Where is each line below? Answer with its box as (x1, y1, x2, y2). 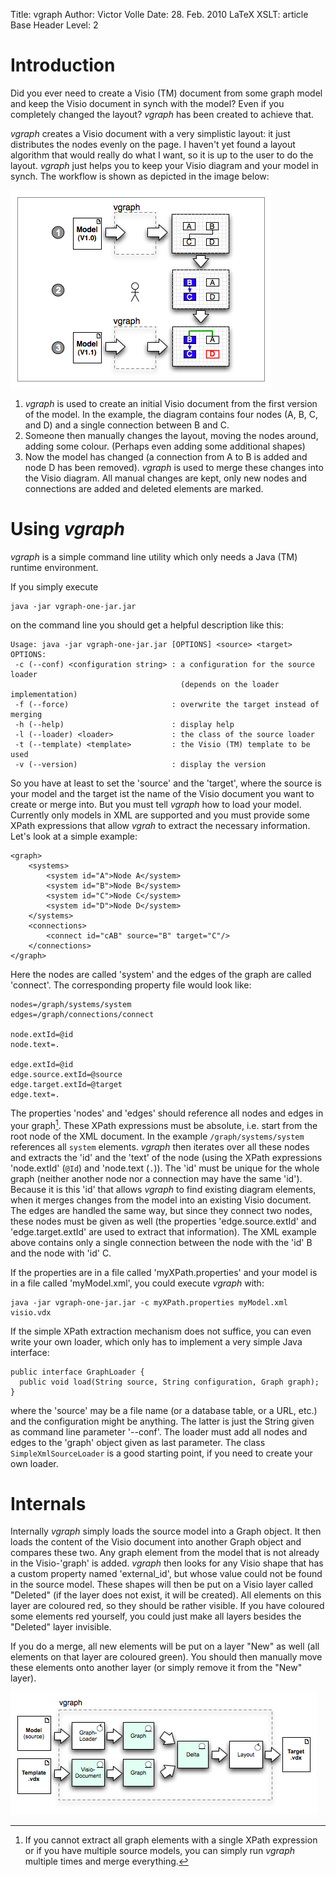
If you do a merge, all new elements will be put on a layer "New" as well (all (10, 1640, 320, 1653)
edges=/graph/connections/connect (10, 1009, 155, 1019)
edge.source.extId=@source (10, 1069, 123, 1079)
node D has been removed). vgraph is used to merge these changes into (24, 461, 324, 473)
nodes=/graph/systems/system (10, 999, 132, 1009)
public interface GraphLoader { (10, 1367, 145, 1377)
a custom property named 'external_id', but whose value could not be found (10, 1568, 323, 1580)
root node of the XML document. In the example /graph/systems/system (10, 1130, 305, 1142)
